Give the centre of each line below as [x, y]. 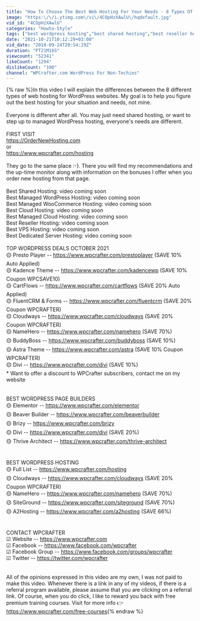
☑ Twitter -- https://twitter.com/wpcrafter [57, 558]
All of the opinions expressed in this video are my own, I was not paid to [94, 577]
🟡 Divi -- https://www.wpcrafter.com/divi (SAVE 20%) [73, 432]
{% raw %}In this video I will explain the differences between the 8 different [99, 90]
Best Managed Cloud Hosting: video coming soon [67, 217]
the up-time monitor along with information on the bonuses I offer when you [99, 172]
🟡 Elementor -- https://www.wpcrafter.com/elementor [73, 405]
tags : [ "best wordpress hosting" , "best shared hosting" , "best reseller [97, 34]
